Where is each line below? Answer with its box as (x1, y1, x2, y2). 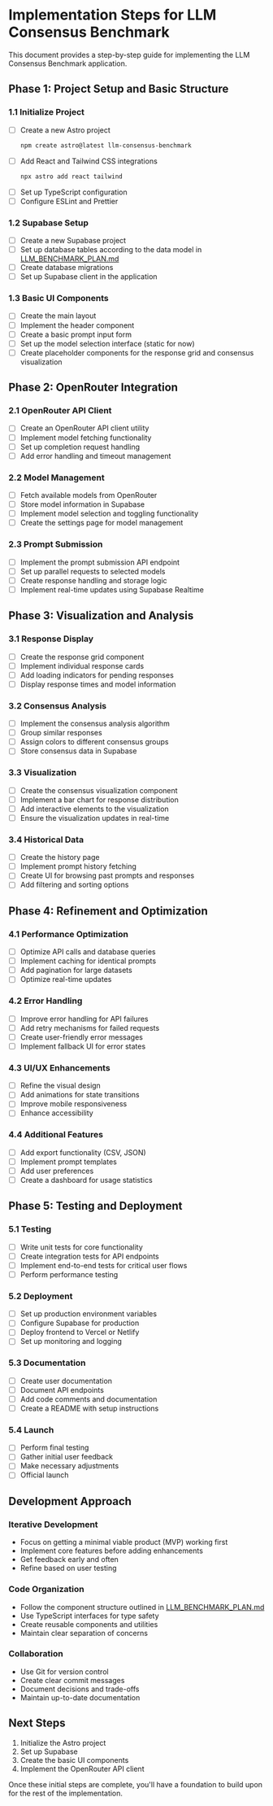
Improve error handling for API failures (19, 1014, 149, 1023)
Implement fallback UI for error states (19, 1041, 146, 1051)
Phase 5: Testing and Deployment (8, 1199, 183, 1213)
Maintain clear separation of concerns (19, 1628, 149, 1638)
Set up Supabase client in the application (19, 272, 158, 281)
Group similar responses (19, 728, 103, 738)
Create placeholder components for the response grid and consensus (19, 347, 254, 357)
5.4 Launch (8, 1424, 54, 1435)
